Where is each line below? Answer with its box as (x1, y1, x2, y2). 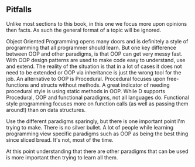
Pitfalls (6, 5, 32, 15)
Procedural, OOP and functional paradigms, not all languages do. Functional (6, 94, 189, 101)
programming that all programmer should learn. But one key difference (6, 44, 177, 51)
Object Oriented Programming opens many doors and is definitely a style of (6, 38, 189, 45)
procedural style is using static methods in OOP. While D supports (6, 87, 166, 94)
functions (6, 81, 29, 88)
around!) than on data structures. (6, 106, 86, 113)
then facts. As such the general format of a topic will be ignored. (6, 26, 162, 33)
